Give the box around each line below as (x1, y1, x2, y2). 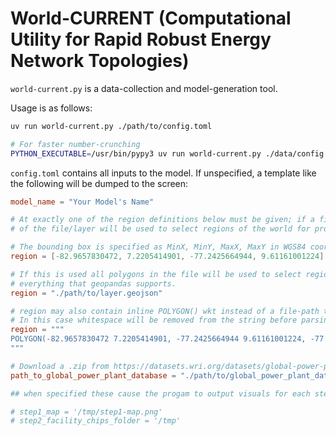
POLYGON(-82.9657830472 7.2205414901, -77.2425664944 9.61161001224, (10, 334, 307, 344)
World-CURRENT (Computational (10, 7, 292, 30)
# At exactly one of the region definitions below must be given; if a (10, 215, 315, 225)
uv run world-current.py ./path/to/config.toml (10, 121, 213, 131)
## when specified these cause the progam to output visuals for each (10, 388, 311, 399)
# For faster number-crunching (10, 139, 141, 149)
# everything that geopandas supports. (10, 278, 177, 289)
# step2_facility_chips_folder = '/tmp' (10, 416, 182, 426)
